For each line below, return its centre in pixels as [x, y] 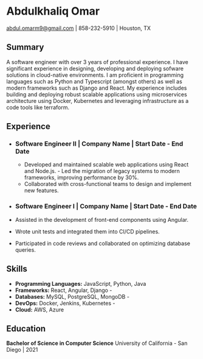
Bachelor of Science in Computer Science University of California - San [97, 343]
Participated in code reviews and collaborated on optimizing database [102, 243]
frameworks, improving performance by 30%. [81, 177]
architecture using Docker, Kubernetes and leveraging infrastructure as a [98, 101]
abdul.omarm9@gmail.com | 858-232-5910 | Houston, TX [78, 28]
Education [26, 328]
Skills [17, 269]
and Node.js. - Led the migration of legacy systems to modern [102, 171]
